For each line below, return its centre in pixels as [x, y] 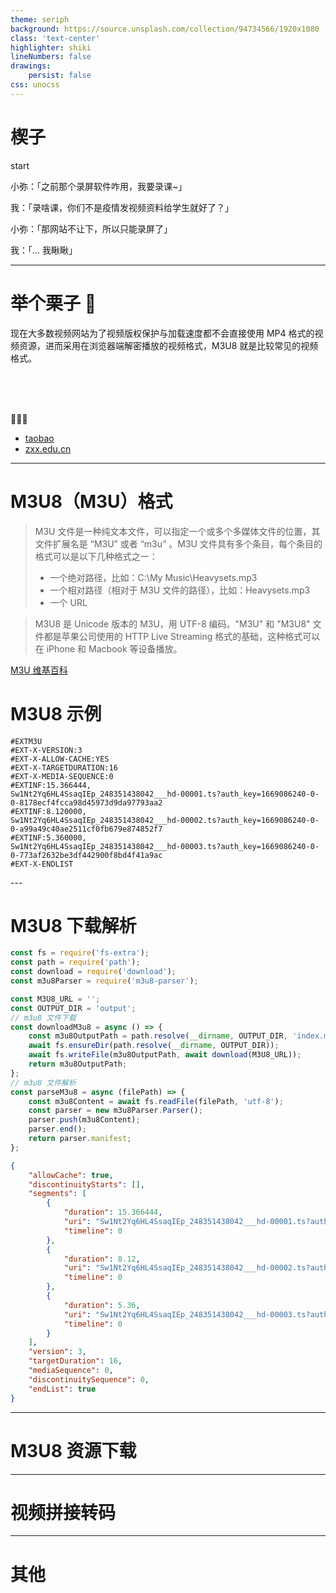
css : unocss [35, 85]
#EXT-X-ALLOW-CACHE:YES [60, 759]
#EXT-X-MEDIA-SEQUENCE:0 [62, 776]
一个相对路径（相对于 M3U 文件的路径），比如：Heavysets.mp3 [180, 590]
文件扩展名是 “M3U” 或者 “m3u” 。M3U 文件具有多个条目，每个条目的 [178, 543]
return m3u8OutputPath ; [78, 1064]
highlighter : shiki [51, 47]
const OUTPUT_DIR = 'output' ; [73, 1008]
